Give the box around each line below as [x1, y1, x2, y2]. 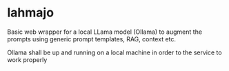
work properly [7, 55, 48, 63]
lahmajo [7, 5, 54, 21]
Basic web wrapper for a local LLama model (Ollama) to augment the [7, 28, 202, 36]
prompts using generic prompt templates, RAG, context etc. [7, 34, 177, 43]
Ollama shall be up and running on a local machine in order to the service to [7, 48, 222, 57]
